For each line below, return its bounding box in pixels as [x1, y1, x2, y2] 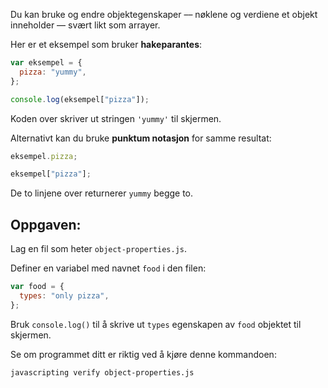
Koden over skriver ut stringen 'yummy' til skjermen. [10, 112, 222, 124]
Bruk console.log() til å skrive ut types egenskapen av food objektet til [10, 318, 302, 330]
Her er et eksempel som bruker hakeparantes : [10, 39, 203, 50]
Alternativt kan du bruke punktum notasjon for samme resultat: [10, 132, 272, 144]
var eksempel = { [10, 58, 83, 68]
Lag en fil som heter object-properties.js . [10, 243, 188, 255]
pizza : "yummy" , [19, 67, 87, 77]
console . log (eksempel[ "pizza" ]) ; [10, 94, 150, 104]
